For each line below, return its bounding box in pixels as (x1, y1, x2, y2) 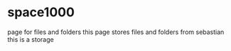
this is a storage (7, 35, 55, 43)
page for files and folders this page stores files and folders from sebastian (7, 28, 225, 36)
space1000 (7, 4, 75, 21)
